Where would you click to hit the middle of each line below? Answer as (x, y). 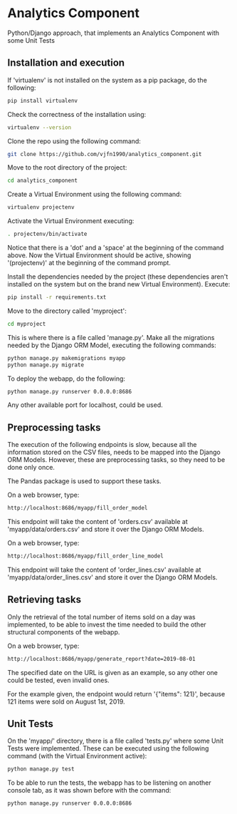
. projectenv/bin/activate (47, 234)
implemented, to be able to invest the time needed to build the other (107, 624)
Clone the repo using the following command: (74, 141)
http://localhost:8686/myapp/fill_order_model (78, 508)
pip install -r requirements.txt (57, 297)
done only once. (31, 468)
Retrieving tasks (44, 600)
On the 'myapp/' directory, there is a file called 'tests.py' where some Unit (116, 741)
